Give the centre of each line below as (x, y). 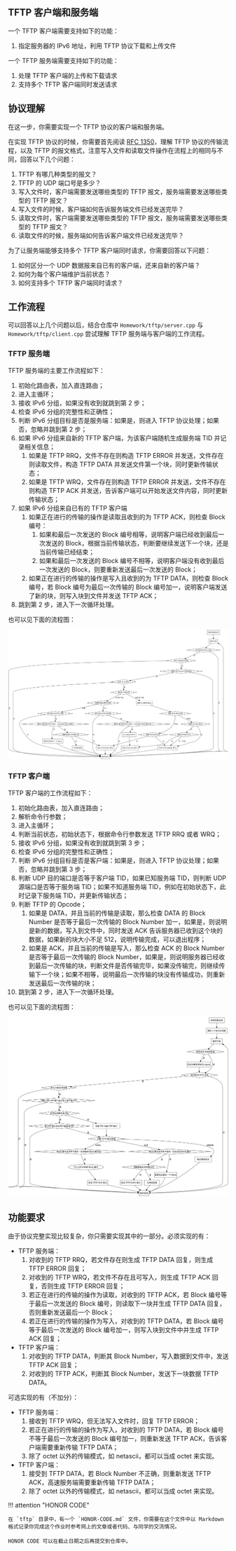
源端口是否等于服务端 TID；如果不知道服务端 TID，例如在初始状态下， (119, 886)
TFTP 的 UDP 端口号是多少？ (60, 183)
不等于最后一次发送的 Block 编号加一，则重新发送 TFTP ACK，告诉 (125, 1438)
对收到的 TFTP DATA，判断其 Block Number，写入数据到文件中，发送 (129, 1356)
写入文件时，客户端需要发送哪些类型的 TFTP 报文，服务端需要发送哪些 (119, 191)
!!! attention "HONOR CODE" (49, 1505)
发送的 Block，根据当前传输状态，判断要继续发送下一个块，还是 (137, 543)
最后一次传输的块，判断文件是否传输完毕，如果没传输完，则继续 (127, 966)
